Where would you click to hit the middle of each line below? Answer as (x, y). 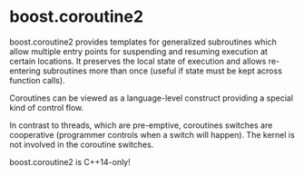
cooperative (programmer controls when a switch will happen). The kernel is (152, 134)
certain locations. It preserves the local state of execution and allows (138, 61)
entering (25, 71)
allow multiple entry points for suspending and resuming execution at (138, 51)
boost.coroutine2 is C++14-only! (70, 161)
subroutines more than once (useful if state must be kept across (162, 71)
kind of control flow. (47, 107)
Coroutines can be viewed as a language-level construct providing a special (151, 98)
